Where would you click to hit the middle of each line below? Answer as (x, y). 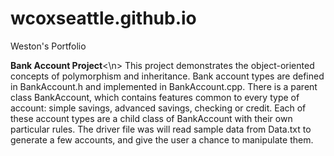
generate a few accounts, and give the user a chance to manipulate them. (162, 139)
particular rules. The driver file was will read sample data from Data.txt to (161, 129)
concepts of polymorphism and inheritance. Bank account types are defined (167, 76)
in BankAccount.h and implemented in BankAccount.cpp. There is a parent (164, 86)
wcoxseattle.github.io (103, 18)
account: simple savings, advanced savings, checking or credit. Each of (158, 108)
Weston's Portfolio (48, 46)
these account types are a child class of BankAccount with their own (151, 118)
